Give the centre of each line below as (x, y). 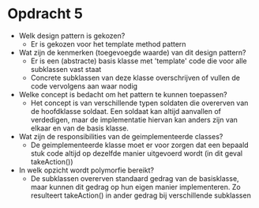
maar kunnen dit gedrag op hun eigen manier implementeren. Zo (136, 187)
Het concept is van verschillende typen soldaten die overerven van (139, 103)
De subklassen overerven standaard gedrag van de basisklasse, (135, 178)
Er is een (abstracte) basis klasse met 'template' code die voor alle (139, 61)
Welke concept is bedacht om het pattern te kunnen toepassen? (123, 94)
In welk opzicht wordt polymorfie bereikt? (86, 170)
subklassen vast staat (66, 69)
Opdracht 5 (45, 14)
